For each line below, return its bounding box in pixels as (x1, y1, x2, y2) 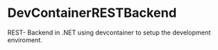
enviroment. (7, 35, 43, 44)
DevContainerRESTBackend (7, 5, 177, 21)
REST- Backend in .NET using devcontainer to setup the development (7, 28, 212, 37)
